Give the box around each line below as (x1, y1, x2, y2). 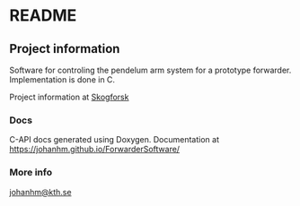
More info (9, 167, 52, 179)
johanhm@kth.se (9, 186, 72, 197)
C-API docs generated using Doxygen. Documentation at (9, 134, 220, 145)
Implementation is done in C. (9, 74, 115, 85)
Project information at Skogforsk (9, 91, 129, 102)
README (9, 5, 77, 26)
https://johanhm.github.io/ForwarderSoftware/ (9, 144, 181, 155)
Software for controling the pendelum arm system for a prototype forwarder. (9, 64, 292, 75)
